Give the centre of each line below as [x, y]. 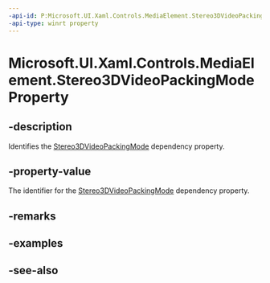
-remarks [32, 216]
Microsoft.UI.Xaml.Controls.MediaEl [131, 63]
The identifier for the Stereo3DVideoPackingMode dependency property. [129, 191]
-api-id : [23, 16]
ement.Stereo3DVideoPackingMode [131, 80]
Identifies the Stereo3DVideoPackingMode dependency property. [117, 146]
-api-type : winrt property [53, 23]
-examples [36, 243]
